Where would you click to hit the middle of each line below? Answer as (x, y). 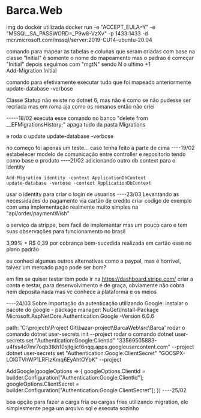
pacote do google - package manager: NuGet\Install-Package (82, 309)
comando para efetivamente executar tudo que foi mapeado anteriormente (99, 82)
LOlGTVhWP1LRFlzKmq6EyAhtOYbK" (52, 359)
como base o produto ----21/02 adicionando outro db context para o (91, 160)
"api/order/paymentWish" (38, 213)
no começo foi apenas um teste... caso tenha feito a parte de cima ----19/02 (100, 148)
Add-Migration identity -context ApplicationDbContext (76, 178)
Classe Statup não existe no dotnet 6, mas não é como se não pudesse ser (99, 100)
